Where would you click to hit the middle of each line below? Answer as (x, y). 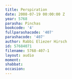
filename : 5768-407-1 (27, 51)
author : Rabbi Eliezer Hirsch (36, 42)
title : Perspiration (26, 10)
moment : (13, 60)
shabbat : (14, 64)
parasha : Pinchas (23, 23)
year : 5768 (16, 19)
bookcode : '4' (20, 28)
